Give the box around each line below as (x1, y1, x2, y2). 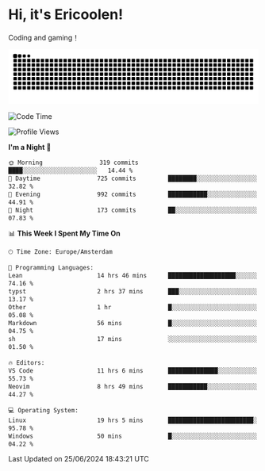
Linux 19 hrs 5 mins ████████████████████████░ (8, 416, 258, 424)
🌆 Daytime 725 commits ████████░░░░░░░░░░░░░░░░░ (8, 174, 258, 182)
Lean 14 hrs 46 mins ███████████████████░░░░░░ (8, 271, 258, 279)
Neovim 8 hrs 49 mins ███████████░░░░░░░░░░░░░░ (8, 382, 258, 390)
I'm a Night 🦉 (8, 142, 52, 151)
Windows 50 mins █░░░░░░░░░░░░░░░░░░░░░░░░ (8, 432, 258, 440)
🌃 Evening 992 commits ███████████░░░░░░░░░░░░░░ (8, 190, 258, 198)
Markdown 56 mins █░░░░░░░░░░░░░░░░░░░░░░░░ (8, 319, 258, 327)
